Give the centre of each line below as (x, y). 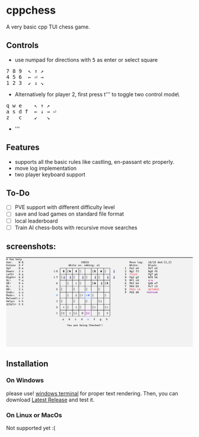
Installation (27, 364)
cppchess (31, 10)
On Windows (25, 381)
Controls (23, 45)
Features (23, 148)
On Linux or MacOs (34, 415)
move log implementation (46, 168)
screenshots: (31, 247)
